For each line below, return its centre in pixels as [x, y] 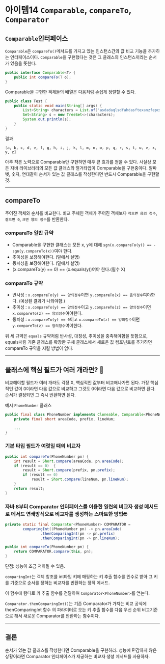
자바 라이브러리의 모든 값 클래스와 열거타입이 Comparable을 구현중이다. [79, 168]
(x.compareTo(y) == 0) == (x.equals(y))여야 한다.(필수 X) [69, 269]
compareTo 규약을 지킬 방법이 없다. [39, 348]
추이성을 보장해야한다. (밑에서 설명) [46, 257]
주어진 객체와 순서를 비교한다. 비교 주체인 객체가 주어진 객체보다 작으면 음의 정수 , [81, 213]
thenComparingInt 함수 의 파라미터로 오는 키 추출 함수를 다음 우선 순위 [73, 610]
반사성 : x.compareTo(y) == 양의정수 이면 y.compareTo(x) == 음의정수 [78, 295]
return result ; [29, 488]
